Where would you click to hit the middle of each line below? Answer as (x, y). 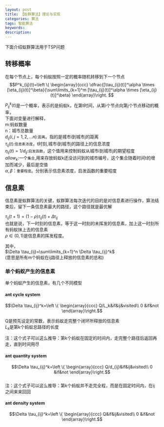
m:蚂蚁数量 (16, 125)
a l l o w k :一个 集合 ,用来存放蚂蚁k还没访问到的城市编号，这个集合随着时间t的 (78, 158)
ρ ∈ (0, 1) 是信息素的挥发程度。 (36, 236)
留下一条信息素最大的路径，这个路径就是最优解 (65, 207)
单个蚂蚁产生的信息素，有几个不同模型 (43, 283)
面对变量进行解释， (28, 119)
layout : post (18, 10)
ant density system (25, 403)
